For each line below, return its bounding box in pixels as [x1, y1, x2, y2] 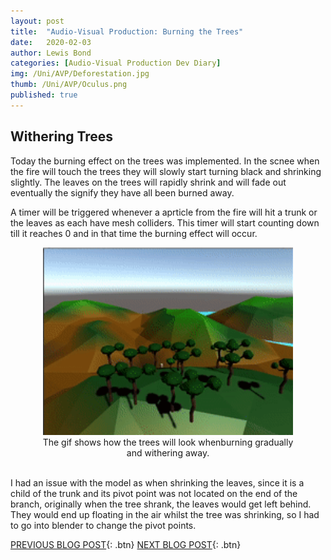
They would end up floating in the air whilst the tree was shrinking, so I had [10, 508, 320, 520]
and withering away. [126, 446, 210, 459]
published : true [10, 90, 78, 100]
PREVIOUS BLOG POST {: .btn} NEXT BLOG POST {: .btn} [10, 538, 242, 550]
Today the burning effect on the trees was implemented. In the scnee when [10, 155, 320, 167]
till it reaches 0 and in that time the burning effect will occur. [10, 227, 258, 239]
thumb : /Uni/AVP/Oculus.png [10, 80, 128, 90]
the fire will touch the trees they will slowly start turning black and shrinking [10, 165, 322, 177]
